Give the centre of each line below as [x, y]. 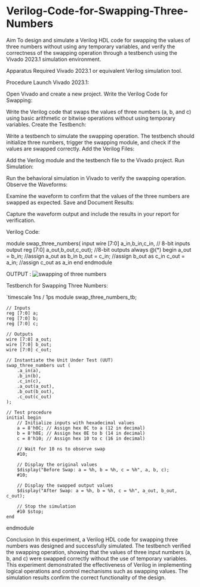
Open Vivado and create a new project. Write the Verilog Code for [87, 94]
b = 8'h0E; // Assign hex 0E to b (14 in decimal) [81, 433]
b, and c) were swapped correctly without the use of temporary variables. [97, 558]
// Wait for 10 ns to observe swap [61, 449]
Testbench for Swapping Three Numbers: [57, 285]
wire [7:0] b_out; [29, 344]
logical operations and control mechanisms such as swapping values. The [97, 571]
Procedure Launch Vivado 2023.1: [48, 82]
